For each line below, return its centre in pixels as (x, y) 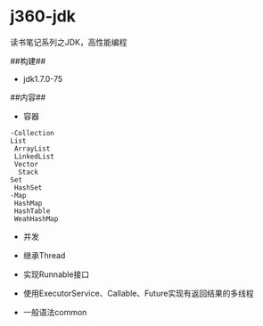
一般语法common (55, 312)
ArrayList (32, 149)
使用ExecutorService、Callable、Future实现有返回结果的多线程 (139, 293)
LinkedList (34, 156)
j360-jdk (43, 16)
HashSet (28, 187)
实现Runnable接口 (56, 274)
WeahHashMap (36, 219)
